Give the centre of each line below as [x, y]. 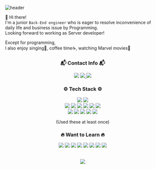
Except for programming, [30, 42]
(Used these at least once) [83, 122]
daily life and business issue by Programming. [52, 28]
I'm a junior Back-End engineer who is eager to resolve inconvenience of [78, 22]
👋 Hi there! [16, 17]
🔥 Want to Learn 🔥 [83, 134]
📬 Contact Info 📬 [83, 63]
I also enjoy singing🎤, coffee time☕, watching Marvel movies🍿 [68, 48]
